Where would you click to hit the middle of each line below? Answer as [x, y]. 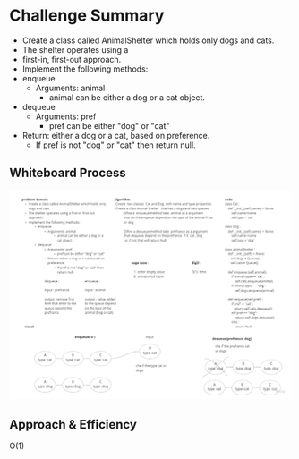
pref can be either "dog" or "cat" [109, 125]
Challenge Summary [87, 16]
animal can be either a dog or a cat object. [127, 97]
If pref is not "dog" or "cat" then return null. [115, 145]
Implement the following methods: [85, 69]
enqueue [38, 78]
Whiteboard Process [68, 173]
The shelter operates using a [75, 49]
